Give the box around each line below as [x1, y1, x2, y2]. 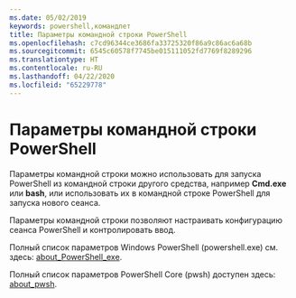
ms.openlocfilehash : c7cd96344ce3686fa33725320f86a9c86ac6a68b [9, 38, 253, 48]
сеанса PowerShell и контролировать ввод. [9, 224, 176, 235]
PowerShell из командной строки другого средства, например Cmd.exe [9, 178, 287, 189]
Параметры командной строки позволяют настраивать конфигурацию [9, 214, 282, 226]
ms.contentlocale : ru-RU [9, 64, 103, 73]
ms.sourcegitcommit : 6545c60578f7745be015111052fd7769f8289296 [9, 47, 253, 56]
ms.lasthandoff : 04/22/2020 [9, 72, 116, 81]
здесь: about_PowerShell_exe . [9, 251, 123, 262]
